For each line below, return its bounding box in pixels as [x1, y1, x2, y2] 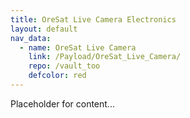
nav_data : [10, 33, 52, 43]
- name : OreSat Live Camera [19, 42, 137, 53]
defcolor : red [28, 71, 87, 81]
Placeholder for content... [10, 97, 115, 110]
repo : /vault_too [28, 61, 101, 71]
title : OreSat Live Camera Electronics [10, 14, 177, 25]
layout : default [10, 24, 78, 34]
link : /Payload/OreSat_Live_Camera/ [28, 52, 182, 62]
